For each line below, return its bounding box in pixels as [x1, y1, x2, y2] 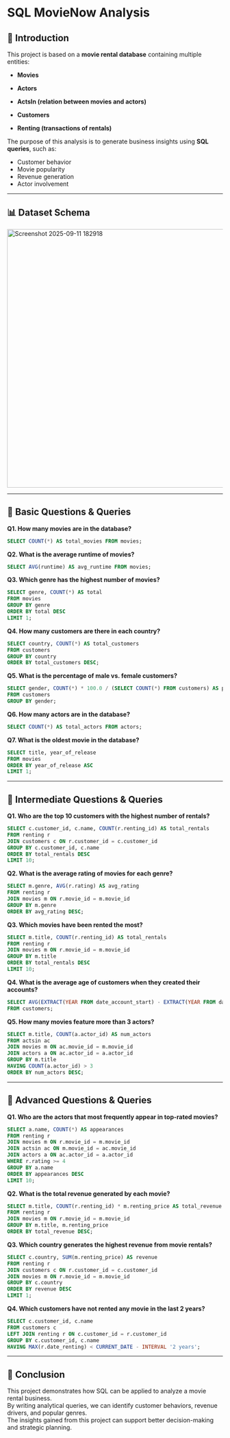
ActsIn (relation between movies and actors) [16, 97, 147, 106]
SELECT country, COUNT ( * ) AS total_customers [7, 640, 139, 647]
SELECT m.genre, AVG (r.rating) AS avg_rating [7, 883, 139, 890]
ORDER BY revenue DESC [7, 1286, 72, 1293]
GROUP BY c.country [7, 1280, 63, 1286]
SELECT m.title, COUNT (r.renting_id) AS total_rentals [7, 934, 167, 941]
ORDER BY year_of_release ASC [7, 762, 94, 769]
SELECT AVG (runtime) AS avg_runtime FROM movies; [7, 563, 152, 570]
